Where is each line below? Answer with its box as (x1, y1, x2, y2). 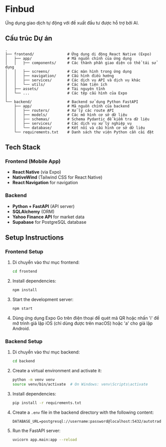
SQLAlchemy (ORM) (12, 208, 55, 214)
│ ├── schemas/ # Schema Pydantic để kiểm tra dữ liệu (14, 116, 150, 122)
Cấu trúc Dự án (5, 34, 53, 43)
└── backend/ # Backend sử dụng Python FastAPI (5, 99, 139, 104)
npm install (12, 288, 37, 293)
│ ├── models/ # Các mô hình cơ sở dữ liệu (14, 112, 127, 117)
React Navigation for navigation (12, 180, 78, 186)
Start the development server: (12, 297, 74, 302)
